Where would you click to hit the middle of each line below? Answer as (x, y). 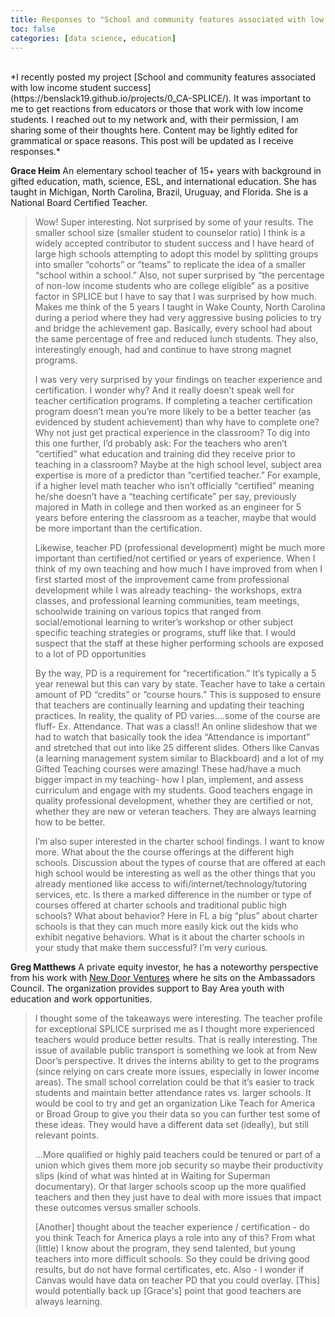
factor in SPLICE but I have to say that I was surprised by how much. (175, 297)
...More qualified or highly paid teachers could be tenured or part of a (177, 1155)
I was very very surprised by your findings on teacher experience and (178, 380)
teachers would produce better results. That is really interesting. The (176, 1040)
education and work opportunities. (81, 999)
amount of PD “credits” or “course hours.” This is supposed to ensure (178, 695)
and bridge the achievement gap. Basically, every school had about (173, 328)
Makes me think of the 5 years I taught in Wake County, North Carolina (180, 307)
